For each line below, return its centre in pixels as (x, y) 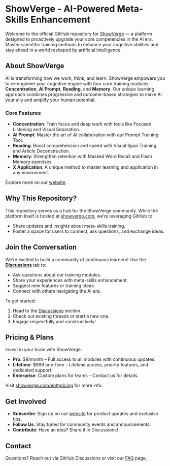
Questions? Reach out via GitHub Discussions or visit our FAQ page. (76, 458)
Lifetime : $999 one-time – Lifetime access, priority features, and (80, 365)
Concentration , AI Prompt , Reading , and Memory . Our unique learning (80, 89)
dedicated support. (32, 370)
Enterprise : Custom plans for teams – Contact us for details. (75, 376)
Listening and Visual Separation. (46, 130)
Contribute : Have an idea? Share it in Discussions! (65, 430)
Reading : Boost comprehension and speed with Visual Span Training (84, 146)
